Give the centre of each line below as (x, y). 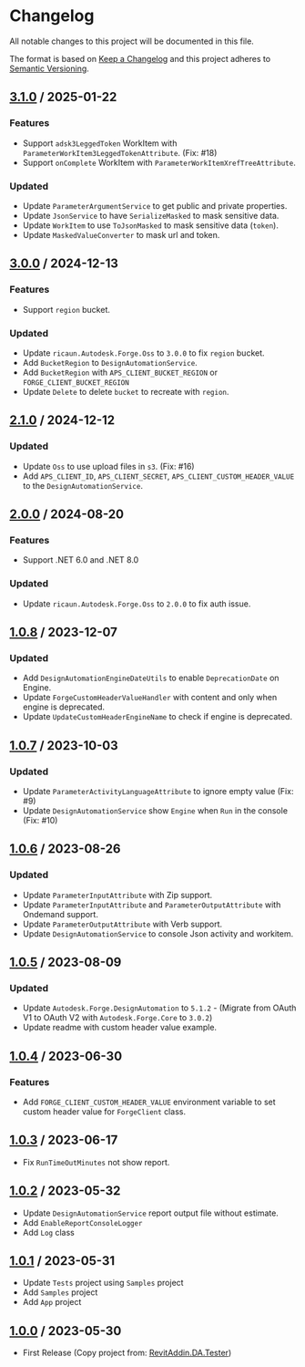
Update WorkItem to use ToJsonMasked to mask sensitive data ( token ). (151, 225)
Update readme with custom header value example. (119, 1028)
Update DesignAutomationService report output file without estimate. (151, 1213)
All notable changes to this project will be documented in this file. (132, 41)
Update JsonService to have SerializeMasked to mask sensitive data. (151, 215)
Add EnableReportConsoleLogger (82, 1222)
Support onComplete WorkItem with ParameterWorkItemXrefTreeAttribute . (159, 162)
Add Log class (48, 1232)
